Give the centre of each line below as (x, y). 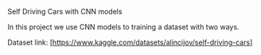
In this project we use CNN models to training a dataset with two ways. (123, 27)
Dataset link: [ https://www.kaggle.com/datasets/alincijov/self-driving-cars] (130, 42)
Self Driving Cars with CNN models (65, 12)
